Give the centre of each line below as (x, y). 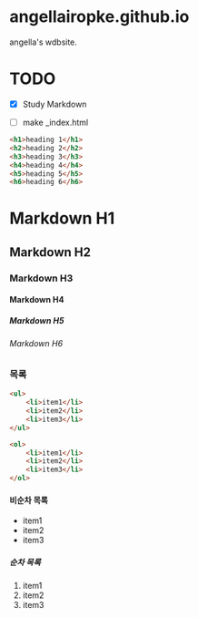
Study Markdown (54, 104)
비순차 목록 (29, 500)
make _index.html (55, 122)
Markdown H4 (37, 300)
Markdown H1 (62, 218)
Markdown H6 (36, 344)
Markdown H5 (37, 320)
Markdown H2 (50, 252)
